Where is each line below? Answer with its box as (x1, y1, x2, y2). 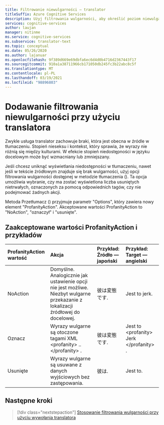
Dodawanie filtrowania (5, 101, 99, 112)
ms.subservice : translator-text (5, 39, 71, 44)
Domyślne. (50, 266, 75, 273)
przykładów (5, 231, 42, 239)
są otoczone (50, 329, 79, 336)
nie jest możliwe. (50, 284, 89, 291)
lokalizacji (50, 303, 73, 309)
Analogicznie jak (50, 272, 88, 279)
